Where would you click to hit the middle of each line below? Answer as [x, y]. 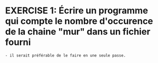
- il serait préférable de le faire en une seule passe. [66, 55]
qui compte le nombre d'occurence [79, 21]
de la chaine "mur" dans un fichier [78, 32]
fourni [18, 42]
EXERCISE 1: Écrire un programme [77, 11]
